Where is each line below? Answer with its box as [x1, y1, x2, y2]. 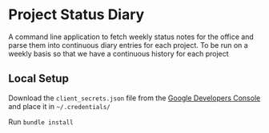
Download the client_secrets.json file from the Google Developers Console [8, 93, 261, 103]
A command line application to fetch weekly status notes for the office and [8, 32, 254, 41]
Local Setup [8, 72, 70, 85]
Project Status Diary [8, 6, 145, 24]
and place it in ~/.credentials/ [8, 101, 110, 111]
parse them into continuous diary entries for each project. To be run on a [8, 40, 248, 49]
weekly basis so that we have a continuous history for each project [8, 49, 230, 58]
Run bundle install [8, 117, 74, 127]
